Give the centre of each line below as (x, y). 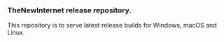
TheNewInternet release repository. (69, 10)
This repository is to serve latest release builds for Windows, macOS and (112, 25)
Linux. (16, 32)
